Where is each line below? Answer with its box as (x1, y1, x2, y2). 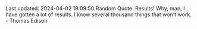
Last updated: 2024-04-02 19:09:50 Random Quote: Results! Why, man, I (5, 5, 185, 12)
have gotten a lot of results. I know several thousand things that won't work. (5, 11, 192, 18)
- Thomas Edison (5, 17, 48, 24)
